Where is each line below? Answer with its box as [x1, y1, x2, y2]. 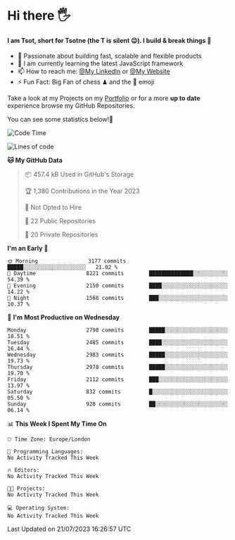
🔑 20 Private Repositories [24, 230, 99, 239]
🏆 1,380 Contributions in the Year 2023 [24, 187, 140, 196]
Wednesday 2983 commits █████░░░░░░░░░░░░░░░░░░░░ [7, 351, 229, 358]
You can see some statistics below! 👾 [7, 115, 114, 124]
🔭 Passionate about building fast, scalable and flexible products [17, 52, 202, 61]
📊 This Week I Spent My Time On [7, 420, 107, 428]
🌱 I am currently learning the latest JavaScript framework [17, 59, 184, 68]
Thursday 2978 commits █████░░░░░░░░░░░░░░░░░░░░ [7, 364, 229, 371]
